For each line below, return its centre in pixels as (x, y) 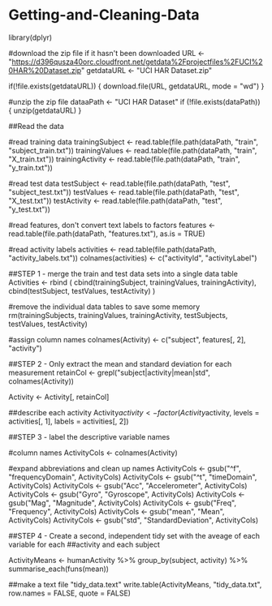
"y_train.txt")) (30, 167)
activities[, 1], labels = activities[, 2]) (69, 421)
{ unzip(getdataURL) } (45, 110)
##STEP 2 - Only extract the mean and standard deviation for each (120, 363)
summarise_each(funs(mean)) (59, 569)
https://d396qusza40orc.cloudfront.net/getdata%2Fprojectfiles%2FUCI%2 (137, 62)
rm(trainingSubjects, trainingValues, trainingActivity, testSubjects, (118, 315)
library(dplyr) (30, 37)
